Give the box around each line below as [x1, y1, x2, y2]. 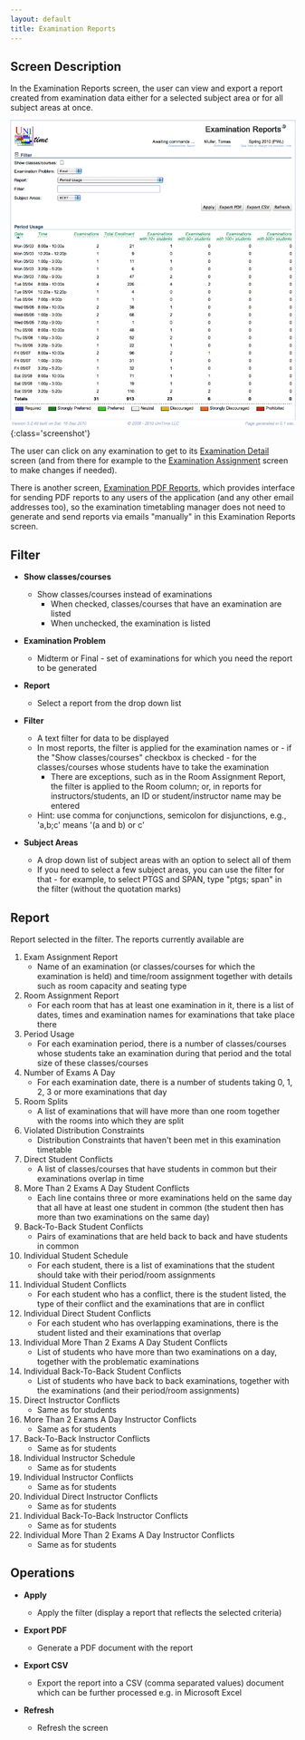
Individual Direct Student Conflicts [23, 1308, 152, 1319]
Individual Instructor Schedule [23, 1453, 136, 1463]
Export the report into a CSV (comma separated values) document [36, 1677, 284, 1688]
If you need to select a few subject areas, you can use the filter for [36, 864, 285, 875]
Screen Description [10, 59, 121, 74]
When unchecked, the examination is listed [50, 617, 211, 629]
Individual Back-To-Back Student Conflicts [23, 1366, 182, 1377]
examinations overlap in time [36, 1173, 144, 1184]
